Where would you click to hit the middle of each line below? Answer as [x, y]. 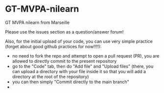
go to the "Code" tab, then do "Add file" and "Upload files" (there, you [83, 66]
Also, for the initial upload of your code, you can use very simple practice [79, 41]
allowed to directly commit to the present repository [64, 61]
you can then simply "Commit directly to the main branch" [71, 82]
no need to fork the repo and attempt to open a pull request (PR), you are [86, 56]
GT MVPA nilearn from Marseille [37, 22]
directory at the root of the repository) [50, 76]
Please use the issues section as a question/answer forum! [64, 32]
